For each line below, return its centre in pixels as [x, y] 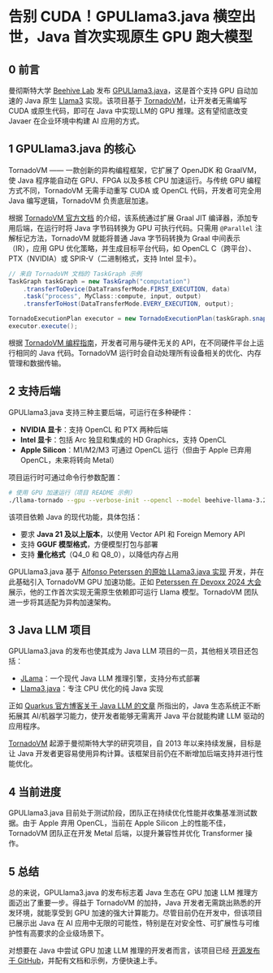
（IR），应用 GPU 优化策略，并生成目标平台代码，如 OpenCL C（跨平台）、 [132, 248]
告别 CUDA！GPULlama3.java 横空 [125, 17]
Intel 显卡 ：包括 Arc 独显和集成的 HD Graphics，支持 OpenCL [123, 439]
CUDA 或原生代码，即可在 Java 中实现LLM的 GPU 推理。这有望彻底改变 [128, 111]
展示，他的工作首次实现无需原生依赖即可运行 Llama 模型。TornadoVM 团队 [133, 592]
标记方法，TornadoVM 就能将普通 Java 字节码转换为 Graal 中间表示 [128, 238]
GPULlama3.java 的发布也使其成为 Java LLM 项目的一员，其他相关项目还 [130, 651]
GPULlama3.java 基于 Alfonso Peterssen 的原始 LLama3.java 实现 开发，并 [133, 571]
